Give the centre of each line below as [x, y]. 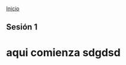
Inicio [13, 9]
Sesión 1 [22, 27]
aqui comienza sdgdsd [63, 52]
